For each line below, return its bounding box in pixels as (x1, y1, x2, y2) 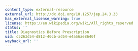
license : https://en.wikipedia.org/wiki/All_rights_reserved (5, 20, 134, 26)
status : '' (5, 25, 28, 30)
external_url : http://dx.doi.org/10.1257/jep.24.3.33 (5, 12, 118, 17)
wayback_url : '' (5, 39, 38, 44)
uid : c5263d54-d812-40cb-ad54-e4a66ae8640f (5, 34, 96, 39)
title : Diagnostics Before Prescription (5, 30, 90, 34)
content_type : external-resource (5, 7, 74, 12)
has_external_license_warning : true (5, 16, 80, 21)
